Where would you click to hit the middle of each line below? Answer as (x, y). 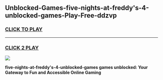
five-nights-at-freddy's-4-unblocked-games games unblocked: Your (76, 67)
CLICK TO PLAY (24, 30)
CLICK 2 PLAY (22, 48)
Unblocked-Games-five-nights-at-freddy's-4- (77, 8)
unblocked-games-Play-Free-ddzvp (61, 16)
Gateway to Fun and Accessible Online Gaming (53, 72)
